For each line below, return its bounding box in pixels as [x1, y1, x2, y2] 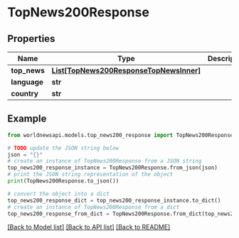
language [11, 77, 44, 87]
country [11, 89, 39, 98]
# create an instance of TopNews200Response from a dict [7, 203, 180, 210]
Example [7, 113, 47, 125]
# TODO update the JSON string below [7, 144, 119, 151]
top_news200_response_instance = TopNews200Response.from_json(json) [7, 164, 218, 171]
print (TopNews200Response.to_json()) [7, 178, 119, 185]
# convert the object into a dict [7, 190, 110, 198]
